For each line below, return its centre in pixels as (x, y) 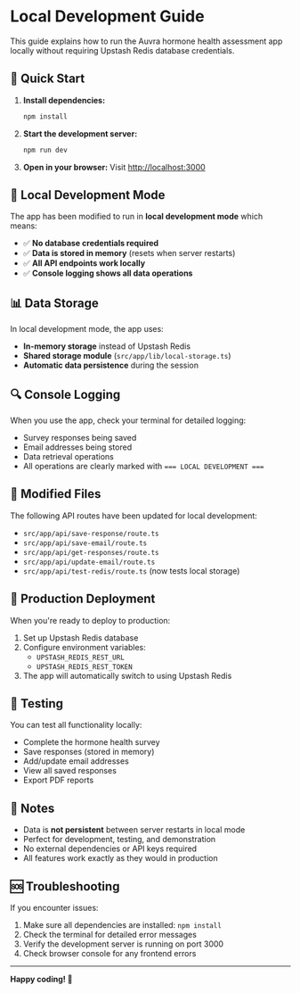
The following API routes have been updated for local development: (134, 516)
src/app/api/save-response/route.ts (91, 534)
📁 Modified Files (56, 494)
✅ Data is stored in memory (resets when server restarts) (129, 253)
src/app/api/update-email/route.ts (89, 562)
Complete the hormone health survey (91, 742)
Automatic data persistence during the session (111, 365)
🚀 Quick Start (48, 79)
